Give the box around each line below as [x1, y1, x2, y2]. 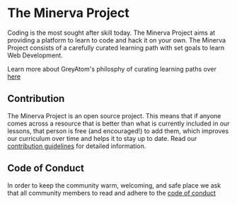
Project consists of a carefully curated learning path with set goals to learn [7, 43, 225, 52]
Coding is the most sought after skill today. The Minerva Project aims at [7, 28, 216, 37]
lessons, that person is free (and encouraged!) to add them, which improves [7, 126, 229, 135]
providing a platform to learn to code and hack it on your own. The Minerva [7, 35, 226, 44]
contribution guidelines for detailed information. [7, 142, 146, 150]
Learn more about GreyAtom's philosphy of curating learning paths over [7, 64, 217, 73]
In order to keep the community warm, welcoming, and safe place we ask [7, 181, 221, 189]
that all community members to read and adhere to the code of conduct [7, 188, 216, 197]
